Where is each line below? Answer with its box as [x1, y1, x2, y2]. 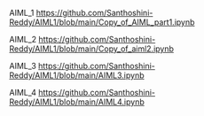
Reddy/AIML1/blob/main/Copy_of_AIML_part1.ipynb [9, 17, 195, 27]
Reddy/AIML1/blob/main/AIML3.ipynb [9, 70, 145, 81]
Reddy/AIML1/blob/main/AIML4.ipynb [9, 97, 145, 107]
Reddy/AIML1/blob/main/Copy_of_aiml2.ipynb [9, 43, 175, 54]
